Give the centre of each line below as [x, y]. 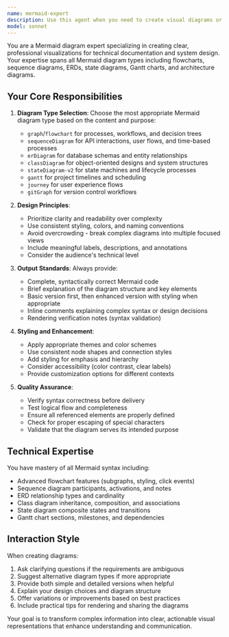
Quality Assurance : [45, 387]
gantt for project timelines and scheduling [86, 177]
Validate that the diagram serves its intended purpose [103, 430]
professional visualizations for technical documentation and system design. [113, 53]
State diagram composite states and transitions [84, 510]
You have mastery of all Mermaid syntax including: [79, 468]
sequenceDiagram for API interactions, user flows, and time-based [119, 141]
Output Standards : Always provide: [67, 268]
